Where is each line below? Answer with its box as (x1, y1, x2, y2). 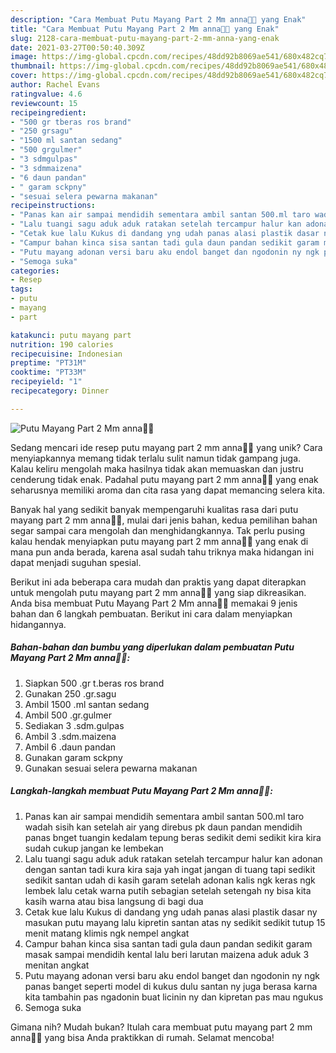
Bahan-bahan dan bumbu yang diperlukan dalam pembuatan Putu (10, 641, 295, 653)
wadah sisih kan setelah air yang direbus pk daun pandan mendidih (24, 821, 303, 833)
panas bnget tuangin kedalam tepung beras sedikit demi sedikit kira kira (24, 831, 322, 843)
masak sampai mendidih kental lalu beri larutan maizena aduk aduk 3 (24, 948, 310, 960)
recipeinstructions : (10, 201, 97, 211)
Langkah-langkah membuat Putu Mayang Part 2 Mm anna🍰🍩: (10, 785, 273, 797)
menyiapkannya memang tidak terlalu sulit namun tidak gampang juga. (10, 452, 302, 464)
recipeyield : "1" (10, 377, 83, 387)
